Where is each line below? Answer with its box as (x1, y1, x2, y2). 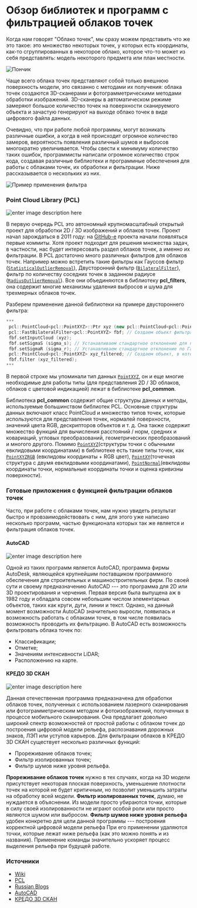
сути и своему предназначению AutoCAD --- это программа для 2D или (6, 583, 188, 590)
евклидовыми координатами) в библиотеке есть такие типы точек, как (6, 447, 185, 454)
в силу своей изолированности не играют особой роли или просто (6, 804, 175, 812)
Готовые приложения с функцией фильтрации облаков (6, 487, 173, 495)
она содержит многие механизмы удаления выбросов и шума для (6, 283, 173, 290)
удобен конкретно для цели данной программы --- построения (6, 817, 166, 824)
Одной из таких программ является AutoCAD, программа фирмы (6, 564, 170, 571)
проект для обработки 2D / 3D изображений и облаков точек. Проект (6, 227, 181, 234)
